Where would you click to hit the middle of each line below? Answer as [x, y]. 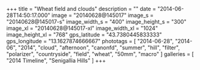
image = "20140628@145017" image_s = [103, 15]
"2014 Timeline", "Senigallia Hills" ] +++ [56, 61]
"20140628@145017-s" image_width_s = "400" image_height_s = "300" [97, 22]
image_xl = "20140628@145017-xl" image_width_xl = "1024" [82, 28]
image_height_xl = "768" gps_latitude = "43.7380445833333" [84, 35]
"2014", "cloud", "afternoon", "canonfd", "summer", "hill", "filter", [99, 47]
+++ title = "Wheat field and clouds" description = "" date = [81, 9]
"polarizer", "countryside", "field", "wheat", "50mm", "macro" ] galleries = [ [100, 54]
